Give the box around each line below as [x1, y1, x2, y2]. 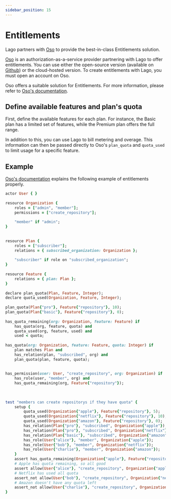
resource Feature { [5, 272, 47, 277]
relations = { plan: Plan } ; [14, 276, 76, 281]
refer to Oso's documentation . [5, 88, 69, 94]
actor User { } [5, 191, 38, 196]
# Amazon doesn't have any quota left [14, 480, 97, 485]
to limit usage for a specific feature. [5, 147, 80, 153]
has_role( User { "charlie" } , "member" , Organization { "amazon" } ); [23, 447, 160, 452]
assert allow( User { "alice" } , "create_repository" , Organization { [14, 466, 156, 471]
